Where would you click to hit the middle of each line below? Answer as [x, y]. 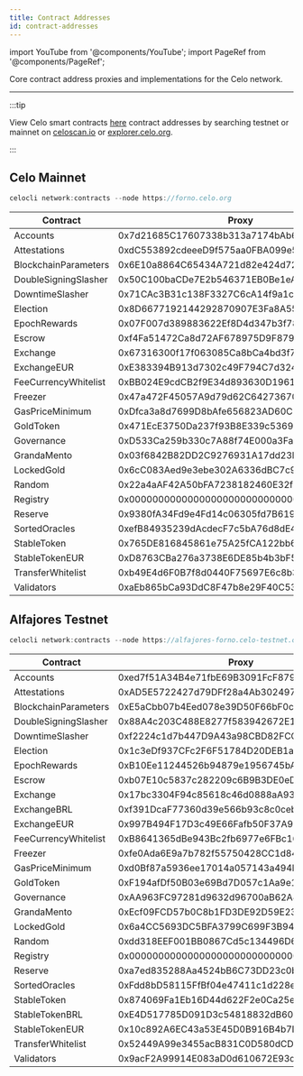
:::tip [18, 105]
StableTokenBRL [48, 1014]
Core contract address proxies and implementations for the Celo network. [146, 78]
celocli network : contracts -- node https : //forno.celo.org [120, 198]
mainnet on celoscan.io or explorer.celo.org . [91, 132]
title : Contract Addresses [60, 18]
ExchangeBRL [43, 809]
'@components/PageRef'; [57, 61]
